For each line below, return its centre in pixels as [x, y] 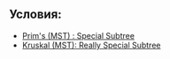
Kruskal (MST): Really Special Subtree [91, 45]
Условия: [35, 15]
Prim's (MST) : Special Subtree [78, 35]
